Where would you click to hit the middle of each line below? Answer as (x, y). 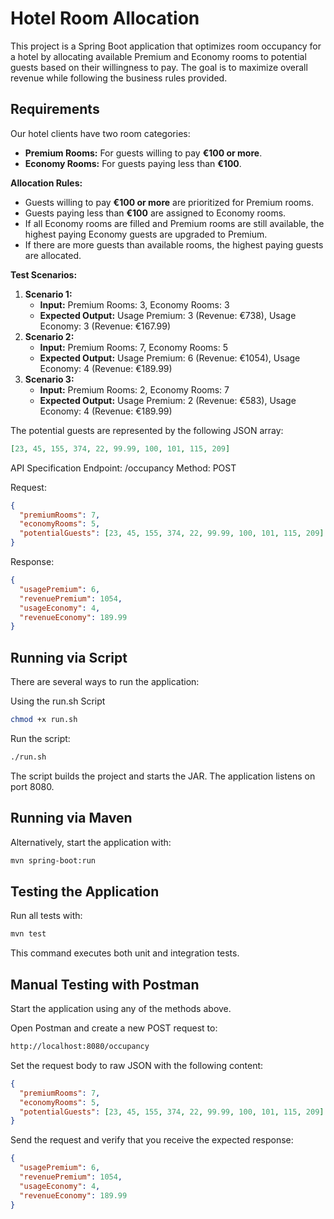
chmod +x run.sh (44, 720)
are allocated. (53, 255)
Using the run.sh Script (58, 701)
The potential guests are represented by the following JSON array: (147, 430)
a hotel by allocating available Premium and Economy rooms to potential (158, 56)
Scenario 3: (49, 379)
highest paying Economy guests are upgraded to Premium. (146, 234)
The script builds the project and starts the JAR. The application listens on (163, 776)
